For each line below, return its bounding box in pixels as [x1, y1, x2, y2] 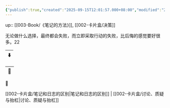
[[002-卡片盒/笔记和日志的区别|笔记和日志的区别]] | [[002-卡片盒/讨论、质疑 [5, 90, 164, 96]
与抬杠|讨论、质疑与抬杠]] [5, 97, 59, 103]
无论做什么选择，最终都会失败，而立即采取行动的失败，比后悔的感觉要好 [5, 32, 156, 38]
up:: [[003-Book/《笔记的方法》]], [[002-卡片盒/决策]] [5, 22, 115, 28]
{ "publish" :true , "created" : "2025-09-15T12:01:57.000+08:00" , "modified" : [5, 7, 162, 13]
